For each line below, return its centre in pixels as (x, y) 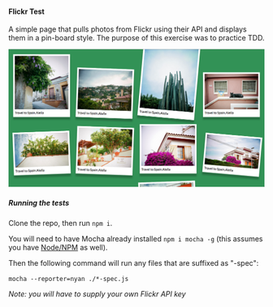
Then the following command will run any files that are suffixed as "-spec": (134, 263)
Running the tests (39, 203)
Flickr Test (26, 11)
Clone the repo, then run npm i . (61, 224)
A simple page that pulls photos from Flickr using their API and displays (128, 29)
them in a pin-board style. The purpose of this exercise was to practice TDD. (136, 38)
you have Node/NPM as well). (58, 248)
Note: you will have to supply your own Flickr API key (97, 294)
